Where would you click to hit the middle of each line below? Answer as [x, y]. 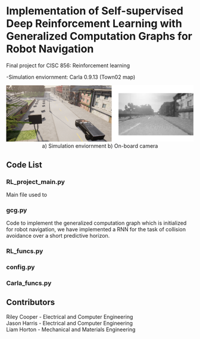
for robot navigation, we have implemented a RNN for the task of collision [96, 229]
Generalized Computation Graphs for [99, 36]
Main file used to [27, 194]
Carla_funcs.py [29, 283]
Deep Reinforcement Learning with [94, 24]
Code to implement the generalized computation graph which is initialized [96, 223]
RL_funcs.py [25, 251]
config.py [21, 268]
